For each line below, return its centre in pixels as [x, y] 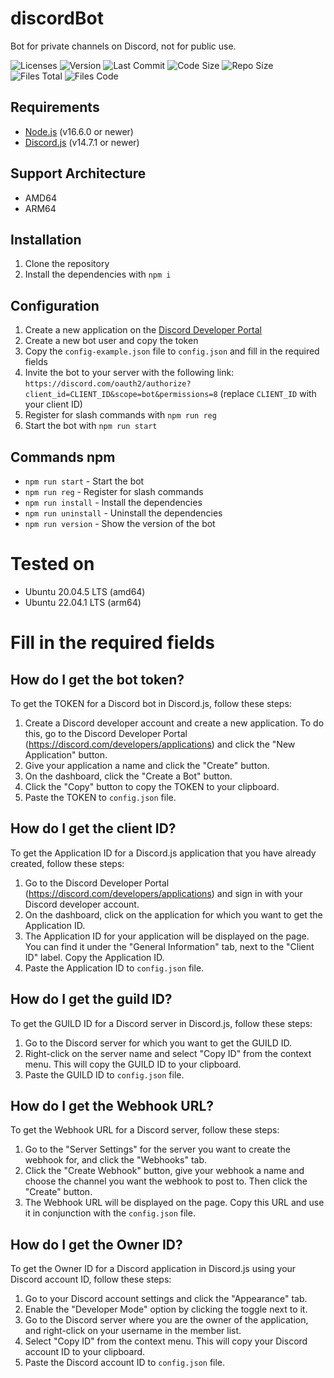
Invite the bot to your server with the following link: [129, 373]
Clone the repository [67, 264]
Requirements [55, 107]
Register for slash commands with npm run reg [120, 415]
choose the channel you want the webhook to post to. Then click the [166, 1181]
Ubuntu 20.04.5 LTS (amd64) [85, 591]
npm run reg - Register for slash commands [114, 491]
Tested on [52, 564]
